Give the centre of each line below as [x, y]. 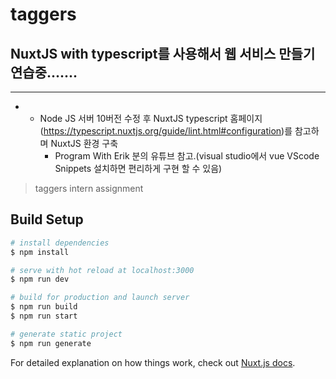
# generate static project [66, 334]
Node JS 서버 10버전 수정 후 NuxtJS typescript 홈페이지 [151, 118]
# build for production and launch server [100, 298]
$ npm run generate [51, 343]
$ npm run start [44, 316]
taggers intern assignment [89, 188]
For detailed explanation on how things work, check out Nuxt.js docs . [153, 362]
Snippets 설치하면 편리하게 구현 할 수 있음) [138, 168]
